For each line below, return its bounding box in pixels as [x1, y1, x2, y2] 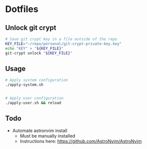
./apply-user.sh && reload [5, 100, 61, 105]
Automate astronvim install [12, 127, 67, 133]
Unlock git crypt [5, 23, 56, 32]
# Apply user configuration [5, 96, 64, 101]
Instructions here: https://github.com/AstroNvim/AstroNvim [19, 138, 142, 144]
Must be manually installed [19, 132, 75, 138]
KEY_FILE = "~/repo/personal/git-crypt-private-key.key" [5, 41, 122, 46]
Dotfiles [5, 3, 38, 15]
